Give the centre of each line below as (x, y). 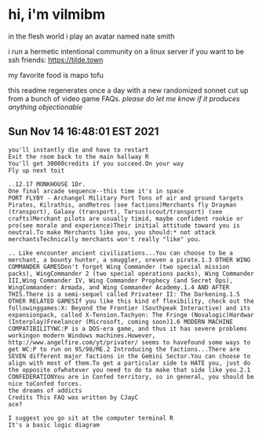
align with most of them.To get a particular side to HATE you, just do (129, 363)
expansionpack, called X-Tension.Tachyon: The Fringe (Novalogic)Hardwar (131, 315)
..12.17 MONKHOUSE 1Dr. (47, 184)
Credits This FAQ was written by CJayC (73, 397)
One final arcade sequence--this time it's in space (96, 191)
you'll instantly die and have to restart (78, 150)
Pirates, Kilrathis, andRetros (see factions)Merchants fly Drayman (122, 205)
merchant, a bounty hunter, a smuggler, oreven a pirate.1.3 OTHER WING (129, 260)
